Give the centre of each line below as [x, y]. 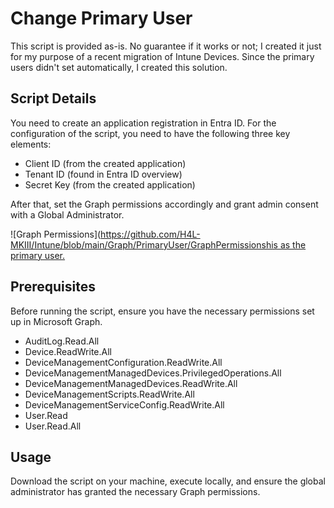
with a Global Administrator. [67, 214]
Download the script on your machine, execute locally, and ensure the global [168, 481]
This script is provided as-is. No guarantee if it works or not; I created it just [166, 46]
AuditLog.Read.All [62, 341]
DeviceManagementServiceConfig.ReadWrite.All [124, 404]
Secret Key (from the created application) [110, 184]
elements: [31, 144]
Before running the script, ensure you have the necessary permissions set [162, 311]
